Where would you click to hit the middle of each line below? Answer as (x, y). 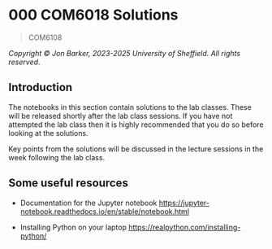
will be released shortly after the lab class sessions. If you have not (121, 116)
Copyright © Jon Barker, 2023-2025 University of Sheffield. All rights (125, 53)
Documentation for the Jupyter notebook (89, 203)
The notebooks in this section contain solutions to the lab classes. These (130, 107)
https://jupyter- (184, 203)
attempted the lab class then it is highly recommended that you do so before (136, 124)
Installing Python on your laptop (73, 227)
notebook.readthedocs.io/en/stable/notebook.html (104, 211)
